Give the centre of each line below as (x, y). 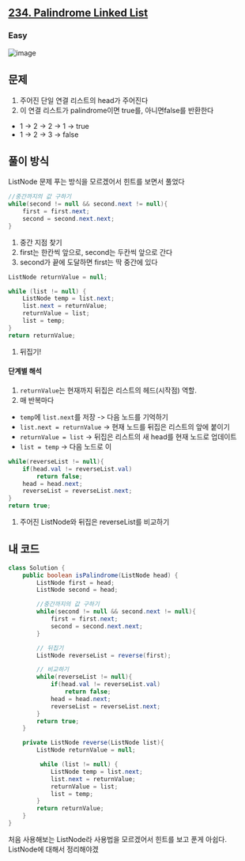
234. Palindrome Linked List (78, 13)
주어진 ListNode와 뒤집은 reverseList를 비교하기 (94, 522)
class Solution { (37, 568)
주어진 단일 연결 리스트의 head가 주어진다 (84, 100)
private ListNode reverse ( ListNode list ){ (93, 743)
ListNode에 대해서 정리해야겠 (53, 849)
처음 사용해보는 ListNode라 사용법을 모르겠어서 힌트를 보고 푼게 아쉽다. (118, 839)
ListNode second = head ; (77, 590)
